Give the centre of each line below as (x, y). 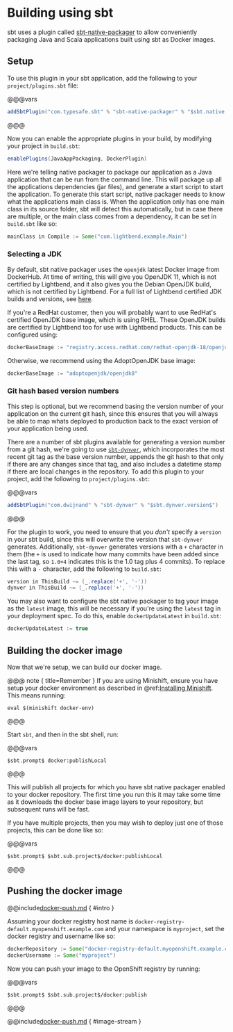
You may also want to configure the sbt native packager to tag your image (113, 601)
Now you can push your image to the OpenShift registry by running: (104, 969)
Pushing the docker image (65, 891)
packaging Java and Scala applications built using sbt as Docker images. (111, 39)
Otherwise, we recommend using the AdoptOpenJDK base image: (101, 360)
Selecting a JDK (35, 254)
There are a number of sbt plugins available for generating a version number (116, 442)
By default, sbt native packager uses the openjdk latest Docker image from (113, 269)
